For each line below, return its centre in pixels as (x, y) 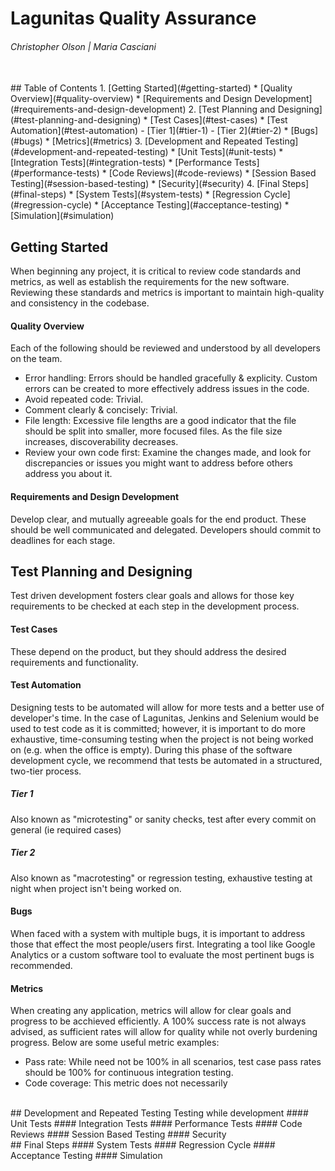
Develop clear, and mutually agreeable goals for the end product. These (158, 519)
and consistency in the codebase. (80, 303)
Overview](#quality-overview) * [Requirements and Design (131, 99)
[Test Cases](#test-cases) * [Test (218, 120)
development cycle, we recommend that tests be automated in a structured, (166, 760)
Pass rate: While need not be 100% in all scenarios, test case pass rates (173, 1062)
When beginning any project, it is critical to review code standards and (156, 271)
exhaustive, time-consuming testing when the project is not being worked (162, 739)
